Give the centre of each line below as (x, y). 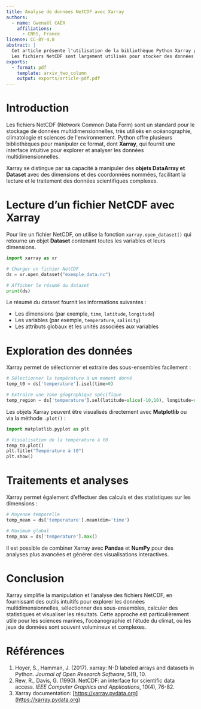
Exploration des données (69, 351)
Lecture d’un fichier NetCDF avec (91, 205)
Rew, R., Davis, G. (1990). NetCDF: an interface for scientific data (95, 680)
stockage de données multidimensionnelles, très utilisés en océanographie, (99, 131)
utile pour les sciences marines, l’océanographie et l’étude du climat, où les (99, 620)
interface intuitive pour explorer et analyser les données (75, 150)
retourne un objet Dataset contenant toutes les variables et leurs (86, 241)
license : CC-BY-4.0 (31, 40)
